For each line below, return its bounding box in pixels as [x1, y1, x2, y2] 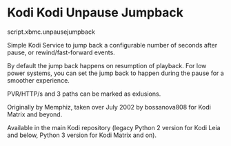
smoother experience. [7, 76, 70, 84]
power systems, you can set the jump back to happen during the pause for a [7, 69, 224, 77]
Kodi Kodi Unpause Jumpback [7, 5, 184, 21]
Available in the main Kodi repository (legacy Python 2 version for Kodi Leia [7, 123, 221, 132]
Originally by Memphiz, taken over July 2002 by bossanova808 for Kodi [7, 103, 212, 111]
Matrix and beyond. [7, 110, 63, 118]
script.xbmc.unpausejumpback [7, 28, 95, 36]
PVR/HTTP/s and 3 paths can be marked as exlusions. [7, 90, 161, 98]
